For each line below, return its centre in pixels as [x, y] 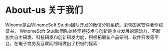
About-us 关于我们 [44, 10]
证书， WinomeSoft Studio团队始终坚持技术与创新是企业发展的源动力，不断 [83, 31]
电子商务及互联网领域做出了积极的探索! [59, 43]
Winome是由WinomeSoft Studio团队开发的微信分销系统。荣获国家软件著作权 [84, 25]
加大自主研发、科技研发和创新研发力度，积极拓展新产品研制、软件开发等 [80, 37]
